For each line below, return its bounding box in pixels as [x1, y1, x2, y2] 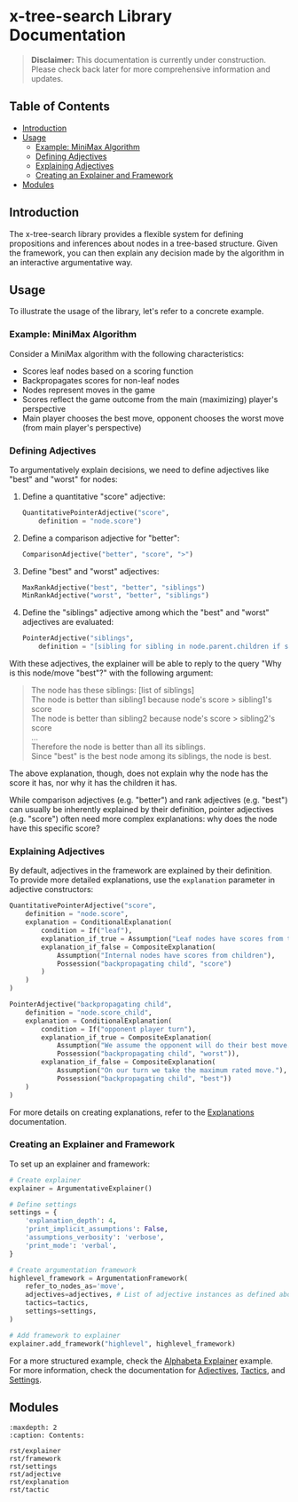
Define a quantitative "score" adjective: [21, 491, 166, 502]
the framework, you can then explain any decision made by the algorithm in [9, 247, 285, 258]
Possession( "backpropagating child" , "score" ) [56, 959, 232, 968]
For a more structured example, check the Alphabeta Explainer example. [9, 1356, 273, 1366]
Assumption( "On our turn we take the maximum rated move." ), [56, 1066, 288, 1075]
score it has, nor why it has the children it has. [9, 778, 177, 788]
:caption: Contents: [9, 1431, 86, 1440]
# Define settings [9, 1200, 77, 1209]
